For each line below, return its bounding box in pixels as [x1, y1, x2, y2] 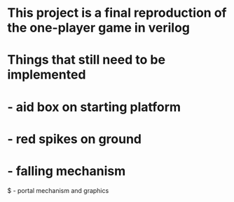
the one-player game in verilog [7, 20, 191, 36]
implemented [7, 67, 86, 83]
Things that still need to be [7, 52, 166, 68]
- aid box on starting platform [7, 99, 181, 115]
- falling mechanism [7, 163, 126, 179]
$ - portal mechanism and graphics [7, 186, 109, 194]
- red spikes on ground [7, 131, 142, 147]
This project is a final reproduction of [7, 5, 227, 21]
